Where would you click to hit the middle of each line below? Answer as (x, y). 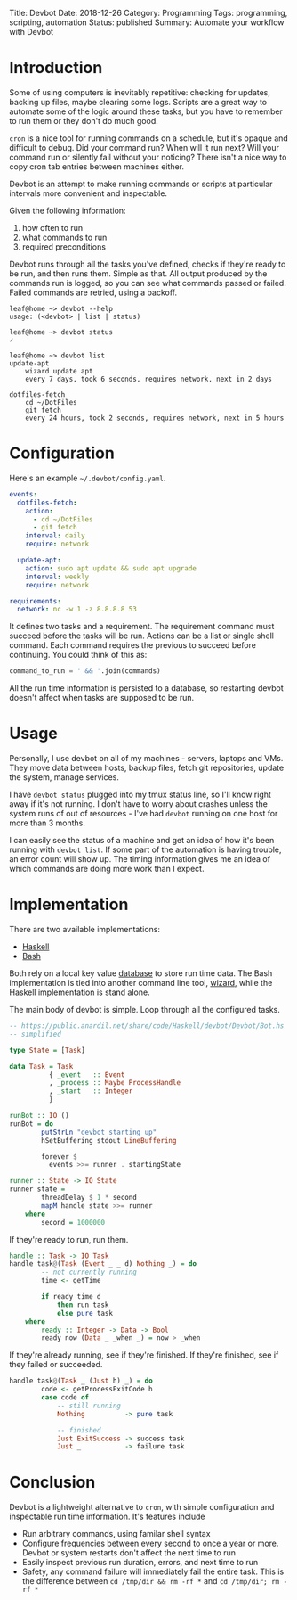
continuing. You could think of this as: (78, 655)
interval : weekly (57, 577)
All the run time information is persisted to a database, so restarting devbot (147, 688)
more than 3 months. (48, 823)
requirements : (36, 601)
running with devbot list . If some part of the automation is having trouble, (145, 849)
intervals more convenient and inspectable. (88, 193)
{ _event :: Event (87, 1075)
